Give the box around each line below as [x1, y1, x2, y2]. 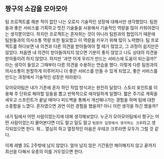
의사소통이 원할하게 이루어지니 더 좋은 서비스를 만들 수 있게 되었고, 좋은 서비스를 [5, 68, 158, 74]
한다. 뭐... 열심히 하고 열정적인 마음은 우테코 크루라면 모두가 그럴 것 [26, 126, 154, 131]
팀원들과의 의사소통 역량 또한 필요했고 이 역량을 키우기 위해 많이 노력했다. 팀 [5, 37, 150, 43]
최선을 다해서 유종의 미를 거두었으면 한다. [5, 148, 84, 154]
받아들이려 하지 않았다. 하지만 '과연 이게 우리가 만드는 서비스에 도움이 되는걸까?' [5, 56, 158, 62]
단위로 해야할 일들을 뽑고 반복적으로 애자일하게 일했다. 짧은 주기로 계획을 [19, 91, 158, 96]
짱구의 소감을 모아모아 [5, 4, 68, 13]
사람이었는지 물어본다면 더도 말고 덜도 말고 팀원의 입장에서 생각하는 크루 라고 [10, 120, 151, 126]
